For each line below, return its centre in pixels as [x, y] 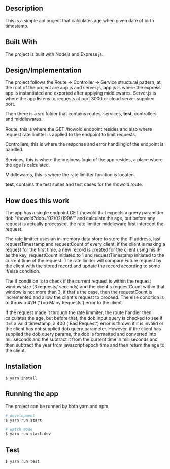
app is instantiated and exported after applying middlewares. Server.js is [81, 93]
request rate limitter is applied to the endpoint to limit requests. [71, 135]
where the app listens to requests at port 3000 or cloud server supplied [80, 99]
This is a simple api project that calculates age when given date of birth [80, 20]
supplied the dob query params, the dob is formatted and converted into [81, 334]
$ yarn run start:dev [28, 434]
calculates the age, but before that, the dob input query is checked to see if [84, 318]
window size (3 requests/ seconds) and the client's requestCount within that [85, 287]
